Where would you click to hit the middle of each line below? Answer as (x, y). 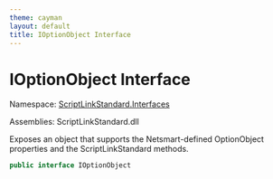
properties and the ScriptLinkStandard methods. (99, 149)
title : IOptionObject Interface (70, 34)
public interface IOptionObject (70, 165)
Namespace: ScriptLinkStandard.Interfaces (89, 104)
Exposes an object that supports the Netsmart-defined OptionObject (137, 139)
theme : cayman (36, 18)
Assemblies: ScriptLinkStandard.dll (75, 122)
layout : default (40, 26)
